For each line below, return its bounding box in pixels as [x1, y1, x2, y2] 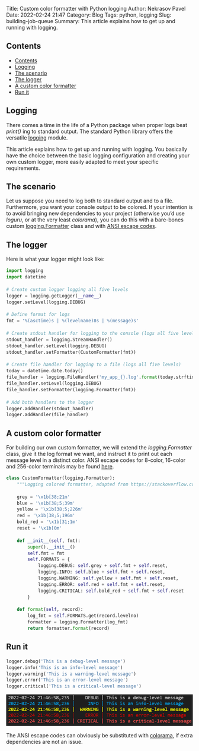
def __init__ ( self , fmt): [17, 537, 81, 544]
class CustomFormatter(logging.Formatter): [6, 475, 115, 481]
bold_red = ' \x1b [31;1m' [17, 519, 78, 525]
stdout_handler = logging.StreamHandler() [6, 337, 113, 343]
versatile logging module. [6, 134, 68, 141]
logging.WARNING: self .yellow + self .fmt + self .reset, [37, 575, 179, 581]
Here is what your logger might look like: [6, 255, 105, 263]
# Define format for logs [6, 312, 70, 318]
